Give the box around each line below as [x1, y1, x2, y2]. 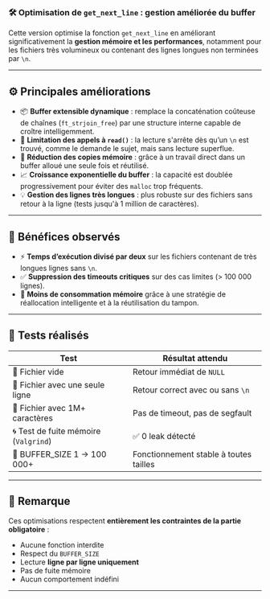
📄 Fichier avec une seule [12, 379, 105, 390]
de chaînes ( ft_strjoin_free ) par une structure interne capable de [19, 118, 241, 128]
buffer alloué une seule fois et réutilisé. [19, 161, 149, 170]
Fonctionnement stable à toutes [132, 449, 252, 460]
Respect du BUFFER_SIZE [19, 548, 100, 558]
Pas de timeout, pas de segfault [132, 407, 252, 418]
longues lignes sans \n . [19, 263, 98, 273]
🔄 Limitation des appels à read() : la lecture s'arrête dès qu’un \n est [19, 135, 249, 145]
